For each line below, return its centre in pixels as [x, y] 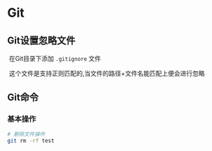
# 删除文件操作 [26, 134]
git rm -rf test [31, 141]
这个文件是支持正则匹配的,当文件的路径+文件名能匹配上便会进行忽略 [107, 73]
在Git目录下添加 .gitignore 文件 [55, 58]
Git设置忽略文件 [41, 40]
